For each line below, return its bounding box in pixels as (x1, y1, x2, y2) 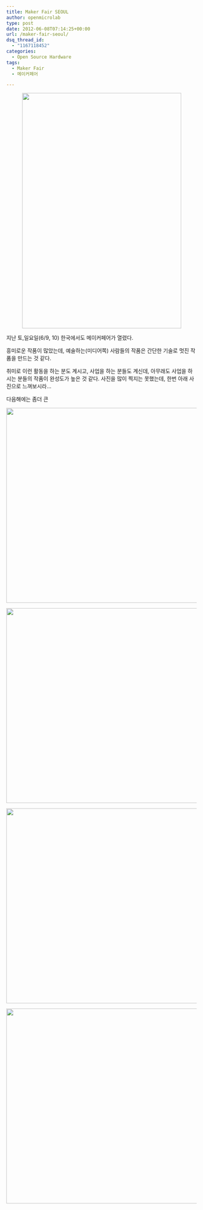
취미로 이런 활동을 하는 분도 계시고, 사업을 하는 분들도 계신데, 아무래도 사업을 (6, 368, 187, 375)
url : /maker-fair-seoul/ (6, 31, 69, 38)
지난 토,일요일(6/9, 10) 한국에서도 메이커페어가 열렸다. (6, 334, 134, 342)
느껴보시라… (22, 383, 52, 390)
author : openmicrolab (6, 15, 61, 21)
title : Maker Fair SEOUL (6, 8, 69, 15)
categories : (6, 48, 36, 55)
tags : (6, 59, 20, 65)
